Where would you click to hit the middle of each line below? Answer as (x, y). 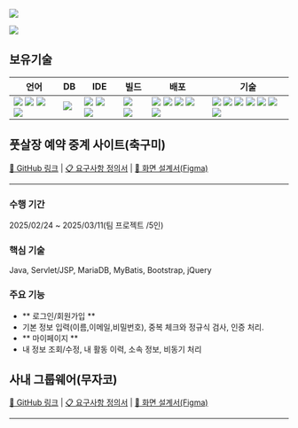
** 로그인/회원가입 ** (59, 315)
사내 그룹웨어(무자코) (63, 380)
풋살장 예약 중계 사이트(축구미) (87, 145)
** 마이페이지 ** (50, 338)
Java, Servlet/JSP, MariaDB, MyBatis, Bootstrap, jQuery (110, 270)
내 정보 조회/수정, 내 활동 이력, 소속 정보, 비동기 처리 (112, 349)
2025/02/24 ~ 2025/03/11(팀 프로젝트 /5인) (86, 225)
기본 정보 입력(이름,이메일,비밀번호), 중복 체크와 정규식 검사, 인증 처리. (143, 327)
